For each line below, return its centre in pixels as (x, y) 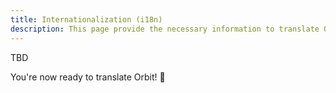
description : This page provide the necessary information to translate (165, 29)
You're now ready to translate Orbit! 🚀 (88, 77)
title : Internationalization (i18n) (86, 19)
